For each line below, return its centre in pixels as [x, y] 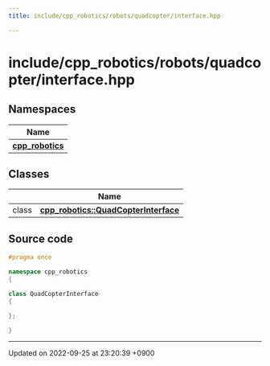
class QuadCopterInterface [53, 294]
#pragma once [30, 257]
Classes [29, 174]
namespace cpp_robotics [48, 272]
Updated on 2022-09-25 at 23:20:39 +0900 [82, 353]
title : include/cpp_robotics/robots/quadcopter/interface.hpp [115, 16]
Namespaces [42, 109]
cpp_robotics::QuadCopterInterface [109, 210]
